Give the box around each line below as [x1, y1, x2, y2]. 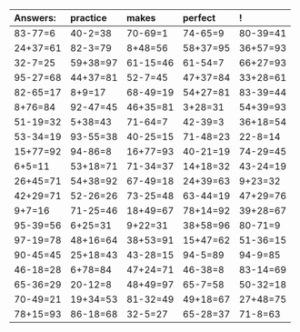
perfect [183, 12, 216, 24]
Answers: [14, 12, 56, 24]
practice [70, 12, 107, 24]
